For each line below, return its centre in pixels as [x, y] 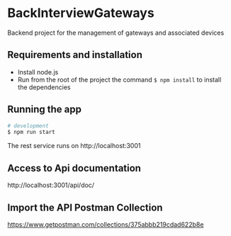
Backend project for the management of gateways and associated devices [116, 33]
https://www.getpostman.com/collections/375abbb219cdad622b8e [106, 224]
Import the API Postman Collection [85, 207]
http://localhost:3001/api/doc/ [51, 185]
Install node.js [38, 72]
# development [28, 125]
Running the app [44, 109]
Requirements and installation [75, 55]
